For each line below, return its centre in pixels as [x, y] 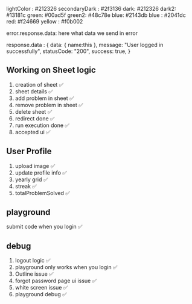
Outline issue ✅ [34, 274]
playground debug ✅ [41, 294]
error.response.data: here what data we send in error [72, 33]
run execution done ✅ [42, 125]
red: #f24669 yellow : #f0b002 [45, 21]
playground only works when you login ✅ [66, 267]
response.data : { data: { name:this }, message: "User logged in [85, 45]
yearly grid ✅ [31, 179]
